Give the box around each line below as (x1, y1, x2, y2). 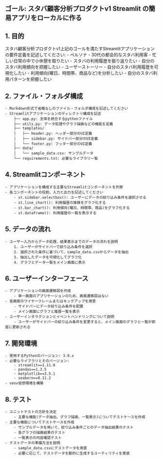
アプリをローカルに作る (11, 14, 82, 22)
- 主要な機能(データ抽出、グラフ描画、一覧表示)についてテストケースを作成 (14, 415, 145, 420)
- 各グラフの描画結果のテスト (14, 430, 66, 435)
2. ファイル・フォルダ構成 (5, 92, 83, 100)
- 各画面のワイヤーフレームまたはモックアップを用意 (5, 299, 96, 304)
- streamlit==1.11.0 (14, 363, 55, 368)
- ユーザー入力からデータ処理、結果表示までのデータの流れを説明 (5, 239, 118, 244)
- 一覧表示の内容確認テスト (14, 436, 62, 440)
